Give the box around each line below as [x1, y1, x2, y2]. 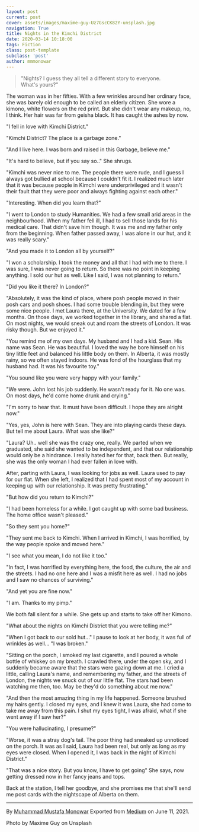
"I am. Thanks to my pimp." [6, 599, 72, 606]
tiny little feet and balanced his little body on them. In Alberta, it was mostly [6, 350, 190, 357]
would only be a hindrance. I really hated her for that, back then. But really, [6, 451, 188, 458]
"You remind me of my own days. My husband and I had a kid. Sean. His [6, 337, 182, 345]
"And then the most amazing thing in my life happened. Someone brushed [6, 694, 187, 702]
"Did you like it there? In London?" [6, 283, 89, 290]
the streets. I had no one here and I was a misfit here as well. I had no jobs [6, 570, 187, 577]
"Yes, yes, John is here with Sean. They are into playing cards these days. [6, 421, 187, 428]
